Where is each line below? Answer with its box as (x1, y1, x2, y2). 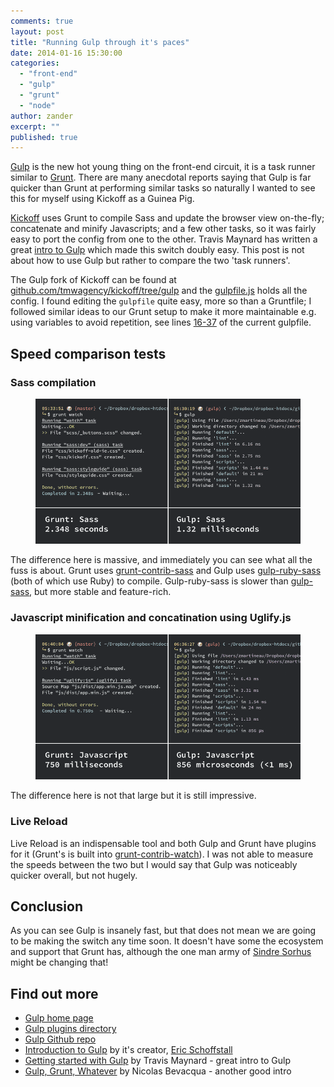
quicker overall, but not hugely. (10, 869, 138, 881)
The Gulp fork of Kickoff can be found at (10, 274, 177, 286)
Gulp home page (24, 1012, 94, 1024)
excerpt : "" (10, 121, 60, 132)
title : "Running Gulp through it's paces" (10, 37, 190, 47)
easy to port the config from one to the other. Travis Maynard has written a (10, 233, 318, 245)
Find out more (10, 985, 99, 1002)
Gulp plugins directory (24, 1023, 117, 1035)
